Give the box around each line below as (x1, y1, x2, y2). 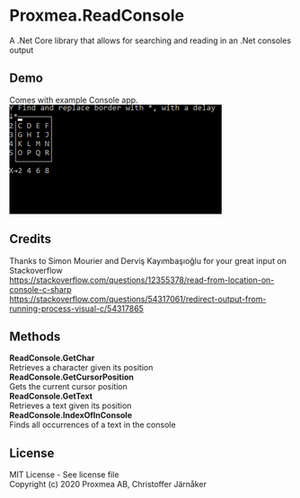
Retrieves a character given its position (9, 363, 154, 373)
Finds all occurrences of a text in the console (9, 419, 177, 431)
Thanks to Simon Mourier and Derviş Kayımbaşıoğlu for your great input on (9, 255, 287, 266)
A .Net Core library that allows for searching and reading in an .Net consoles (9, 35, 292, 46)
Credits (9, 232, 52, 247)
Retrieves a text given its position (9, 400, 132, 411)
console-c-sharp (9, 284, 72, 294)
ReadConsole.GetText (9, 391, 93, 402)
